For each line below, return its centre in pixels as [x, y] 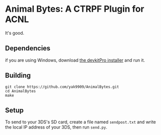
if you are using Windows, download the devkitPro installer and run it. [75, 60]
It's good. [15, 33]
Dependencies [28, 48]
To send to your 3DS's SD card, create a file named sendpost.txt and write [80, 122]
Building [18, 76]
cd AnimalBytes [21, 91]
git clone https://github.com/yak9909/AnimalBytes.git [62, 87]
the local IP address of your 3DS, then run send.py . [56, 127]
